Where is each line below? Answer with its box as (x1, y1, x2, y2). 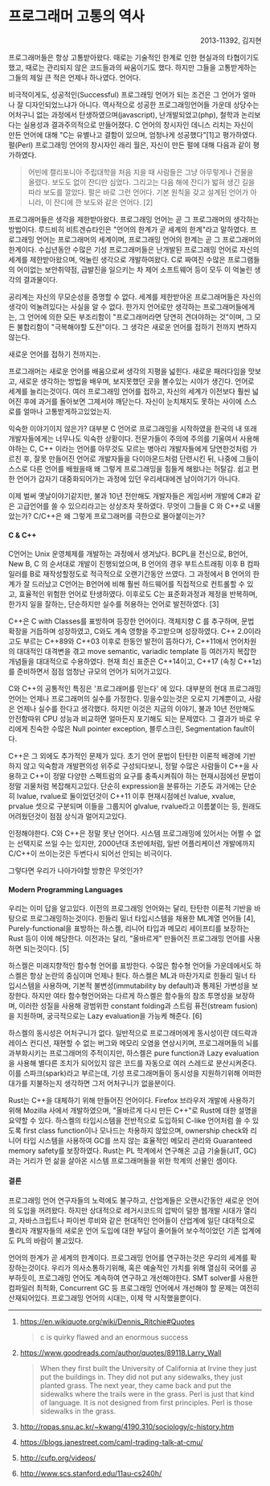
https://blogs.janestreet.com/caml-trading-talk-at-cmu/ (19, 1437, 203, 1447)
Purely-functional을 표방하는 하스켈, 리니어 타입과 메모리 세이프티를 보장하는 (8, 924, 250, 933)
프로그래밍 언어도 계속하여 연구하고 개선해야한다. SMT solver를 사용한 (38, 1273, 259, 1282)
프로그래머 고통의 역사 (8, 7, 145, 26)
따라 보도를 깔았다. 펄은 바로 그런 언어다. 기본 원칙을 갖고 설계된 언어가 (27, 187, 249, 197)
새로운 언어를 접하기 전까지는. (8, 349, 101, 359)
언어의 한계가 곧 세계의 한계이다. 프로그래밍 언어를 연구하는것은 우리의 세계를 (8, 1253, 249, 1262)
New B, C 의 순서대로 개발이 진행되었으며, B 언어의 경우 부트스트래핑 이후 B (8, 559, 245, 569)
